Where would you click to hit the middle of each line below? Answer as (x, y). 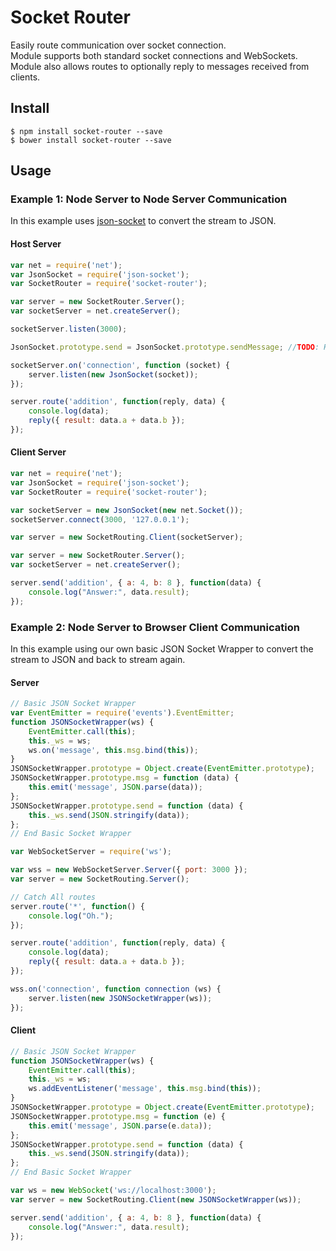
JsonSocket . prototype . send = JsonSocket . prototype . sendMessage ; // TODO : (165, 347)
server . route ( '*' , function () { (77, 906)
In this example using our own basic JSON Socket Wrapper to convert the (162, 649)
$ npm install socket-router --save (86, 131)
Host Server (36, 244)
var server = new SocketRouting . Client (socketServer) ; (127, 537)
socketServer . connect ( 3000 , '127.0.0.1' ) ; (100, 519)
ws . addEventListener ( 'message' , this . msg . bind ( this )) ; (145, 1089)
